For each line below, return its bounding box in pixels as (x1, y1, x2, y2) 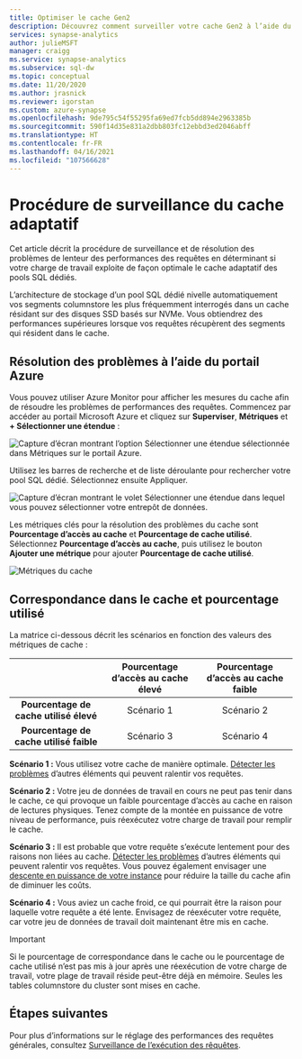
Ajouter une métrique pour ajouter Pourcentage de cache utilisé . (9, 548, 254, 559)
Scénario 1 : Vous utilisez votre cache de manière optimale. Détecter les (9, 759, 276, 770)
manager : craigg (9, 47, 70, 56)
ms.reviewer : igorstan (9, 96, 94, 106)
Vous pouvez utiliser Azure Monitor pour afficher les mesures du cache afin (9, 392, 289, 403)
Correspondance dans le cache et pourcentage (9, 591, 280, 607)
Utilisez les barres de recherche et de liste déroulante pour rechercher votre (9, 465, 291, 476)
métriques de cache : (9, 639, 88, 650)
